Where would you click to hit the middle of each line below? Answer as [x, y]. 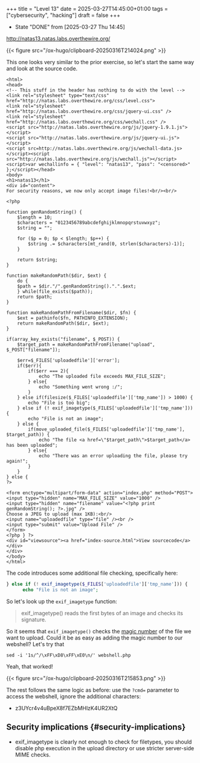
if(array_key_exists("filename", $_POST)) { [63, 339]
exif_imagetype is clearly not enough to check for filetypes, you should [103, 742]
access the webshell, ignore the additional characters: [73, 696]
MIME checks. [33, 755]
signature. [34, 619]
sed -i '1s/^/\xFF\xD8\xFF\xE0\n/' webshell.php [69, 655]
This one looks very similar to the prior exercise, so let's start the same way [100, 62]
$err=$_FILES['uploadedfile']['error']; [69, 360]
